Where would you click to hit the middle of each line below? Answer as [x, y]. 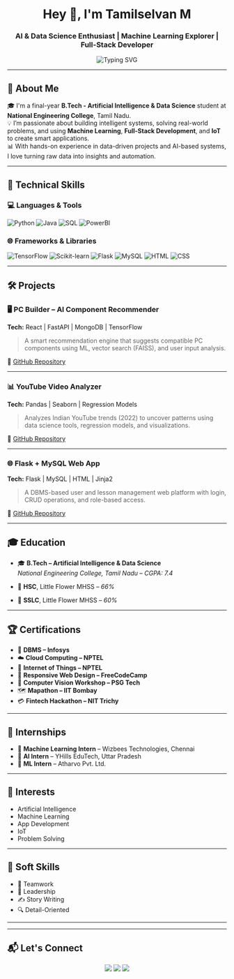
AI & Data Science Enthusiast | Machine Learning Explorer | [117, 36]
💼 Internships [37, 732]
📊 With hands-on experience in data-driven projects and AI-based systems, [117, 147]
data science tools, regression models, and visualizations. [107, 426]
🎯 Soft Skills [34, 867]
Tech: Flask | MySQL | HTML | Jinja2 [60, 479]
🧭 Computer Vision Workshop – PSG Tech [79, 682]
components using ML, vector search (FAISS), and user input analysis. [125, 347]
